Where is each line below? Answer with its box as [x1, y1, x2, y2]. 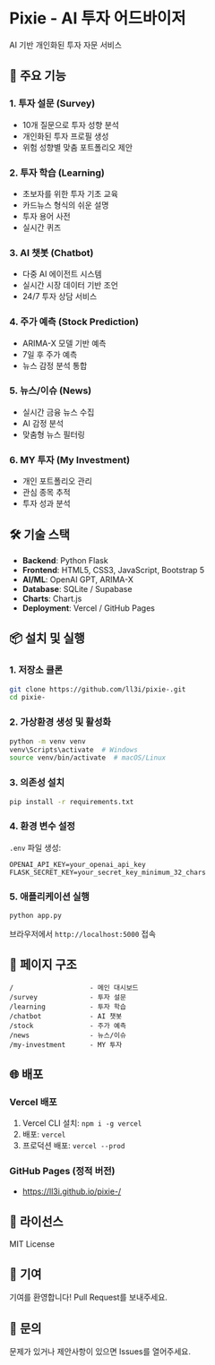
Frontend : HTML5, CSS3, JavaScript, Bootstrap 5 [21, 564, 205, 575]
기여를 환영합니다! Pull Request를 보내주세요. [9, 1292, 168, 1303]
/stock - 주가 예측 [9, 1021, 127, 1030]
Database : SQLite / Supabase [21, 583, 133, 594]
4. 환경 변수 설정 [9, 820, 76, 833]
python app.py [9, 911, 63, 921]
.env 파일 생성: [9, 842, 62, 853]
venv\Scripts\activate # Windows [9, 745, 139, 754]
